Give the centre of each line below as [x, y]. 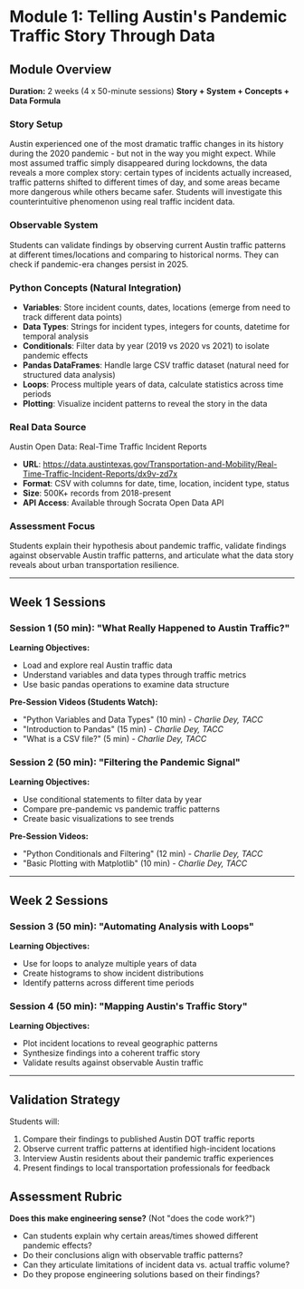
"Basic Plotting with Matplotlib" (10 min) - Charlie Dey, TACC [135, 863]
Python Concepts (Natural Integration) [95, 287]
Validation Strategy [65, 1099]
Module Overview [61, 69]
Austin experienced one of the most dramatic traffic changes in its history [147, 144]
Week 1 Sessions [58, 602]
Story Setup [36, 124]
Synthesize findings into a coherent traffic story [111, 1053]
